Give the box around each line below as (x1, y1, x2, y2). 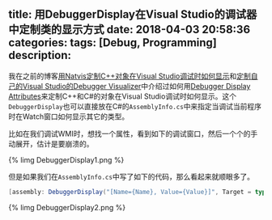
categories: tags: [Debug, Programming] (8, 36, 217, 50)
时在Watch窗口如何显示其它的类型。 (8, 112, 130, 121)
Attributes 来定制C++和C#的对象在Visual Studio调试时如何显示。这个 (8, 91, 237, 101)
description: (8, 49, 71, 62)
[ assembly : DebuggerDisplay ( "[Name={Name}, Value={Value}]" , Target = (8, 188, 252, 196)
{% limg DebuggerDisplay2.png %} (8, 202, 126, 212)
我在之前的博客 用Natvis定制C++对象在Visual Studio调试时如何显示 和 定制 (8, 71, 251, 81)
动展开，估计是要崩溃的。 (8, 138, 94, 148)
